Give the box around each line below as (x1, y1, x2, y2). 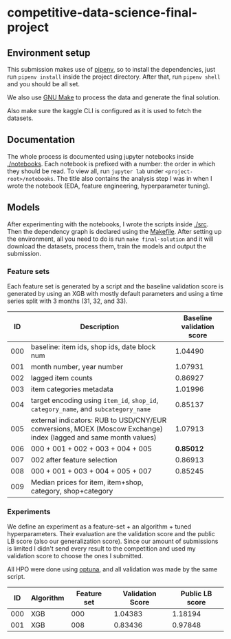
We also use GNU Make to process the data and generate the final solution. (7, 93, 221, 101)
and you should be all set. (7, 80, 80, 88)
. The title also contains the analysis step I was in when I (53, 174, 212, 182)
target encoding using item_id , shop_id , (30, 395, 159, 405)
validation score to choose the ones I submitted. (7, 552, 144, 560)
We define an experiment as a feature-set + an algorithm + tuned (7, 522, 192, 531)
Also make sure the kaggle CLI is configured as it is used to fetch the (7, 107, 202, 115)
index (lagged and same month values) (30, 433, 157, 442)
